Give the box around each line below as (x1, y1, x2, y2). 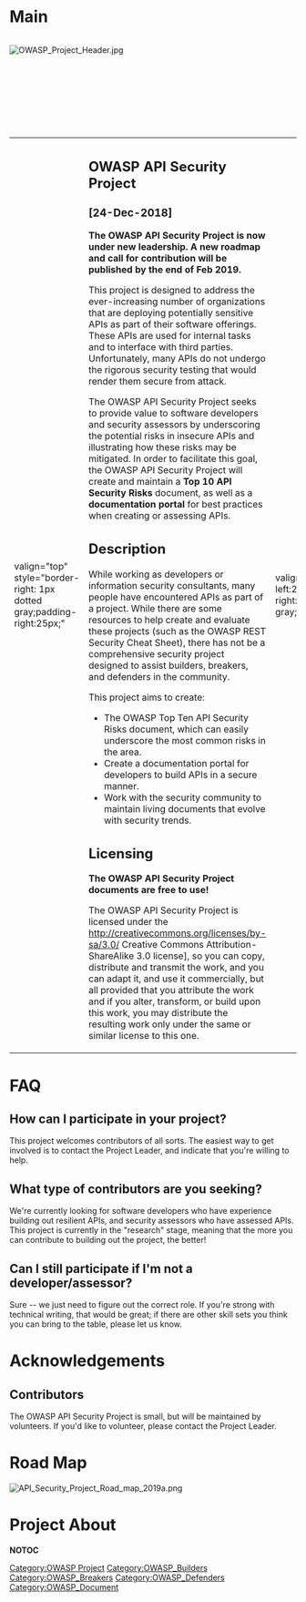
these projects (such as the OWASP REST (87, 624, 267, 637)
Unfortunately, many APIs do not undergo (87, 353, 266, 365)
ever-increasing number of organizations (87, 295, 266, 308)
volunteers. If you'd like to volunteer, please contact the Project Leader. (9, 1421, 278, 1432)
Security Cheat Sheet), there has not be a (87, 636, 266, 649)
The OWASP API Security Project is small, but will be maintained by (9, 1411, 261, 1422)
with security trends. (103, 814, 192, 827)
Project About (9, 1515, 117, 1535)
